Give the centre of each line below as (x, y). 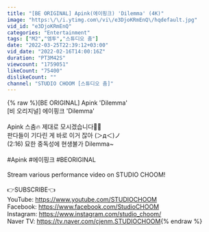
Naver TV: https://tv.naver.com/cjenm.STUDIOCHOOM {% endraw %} (105, 221)
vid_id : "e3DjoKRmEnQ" (39, 26)
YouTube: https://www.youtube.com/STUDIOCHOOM (82, 200)
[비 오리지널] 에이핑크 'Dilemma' (51, 111)
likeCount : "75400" (35, 70)
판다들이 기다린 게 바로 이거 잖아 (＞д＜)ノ (64, 136)
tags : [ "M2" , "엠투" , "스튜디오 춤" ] (53, 39)
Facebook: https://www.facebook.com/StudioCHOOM (83, 207)
